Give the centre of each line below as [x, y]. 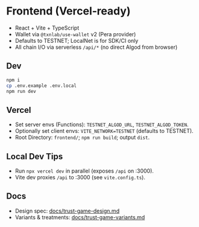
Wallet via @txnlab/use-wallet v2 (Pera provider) [75, 34]
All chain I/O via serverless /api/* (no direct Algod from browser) [96, 47]
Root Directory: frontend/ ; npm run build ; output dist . [82, 138]
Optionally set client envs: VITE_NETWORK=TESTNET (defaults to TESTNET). [104, 131]
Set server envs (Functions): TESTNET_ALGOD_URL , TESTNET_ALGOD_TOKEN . [102, 124]
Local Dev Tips [35, 156]
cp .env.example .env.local [42, 86]
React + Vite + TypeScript [47, 28]
